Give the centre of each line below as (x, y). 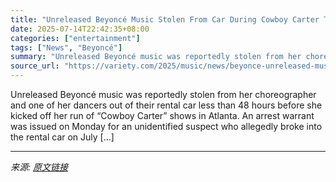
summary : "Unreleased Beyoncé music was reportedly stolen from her (156, 57)
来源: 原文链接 (39, 167)
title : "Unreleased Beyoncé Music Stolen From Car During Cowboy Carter (165, 19)
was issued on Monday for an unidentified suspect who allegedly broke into (166, 126)
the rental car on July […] (62, 137)
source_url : (35, 66)
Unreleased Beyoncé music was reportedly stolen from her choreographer (163, 94)
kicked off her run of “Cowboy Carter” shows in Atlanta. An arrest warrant (162, 115)
